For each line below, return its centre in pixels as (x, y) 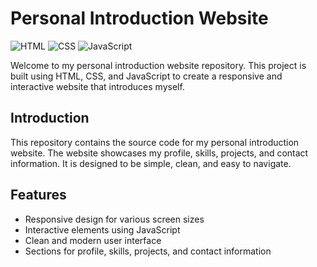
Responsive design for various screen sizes (114, 219)
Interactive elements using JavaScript (102, 229)
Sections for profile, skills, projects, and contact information (148, 251)
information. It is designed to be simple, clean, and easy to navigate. (151, 163)
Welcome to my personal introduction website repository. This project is (158, 65)
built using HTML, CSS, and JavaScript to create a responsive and (146, 76)
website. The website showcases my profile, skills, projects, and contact (159, 153)
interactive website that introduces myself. (97, 86)
